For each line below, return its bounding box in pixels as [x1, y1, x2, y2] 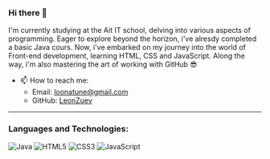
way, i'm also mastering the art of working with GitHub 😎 [8, 59, 198, 69]
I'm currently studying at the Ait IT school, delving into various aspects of [8, 26, 252, 35]
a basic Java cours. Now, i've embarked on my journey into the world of [8, 43, 247, 52]
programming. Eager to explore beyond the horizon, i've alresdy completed [8, 34, 257, 43]
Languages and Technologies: [8, 124, 129, 135]
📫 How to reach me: [19, 75, 89, 85]
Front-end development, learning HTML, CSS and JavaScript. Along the [8, 51, 245, 61]
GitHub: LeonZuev [31, 96, 92, 105]
